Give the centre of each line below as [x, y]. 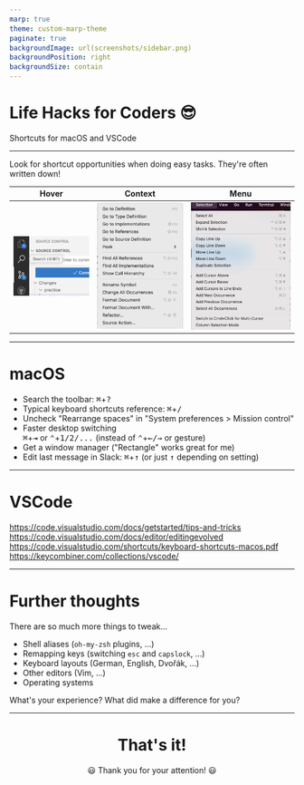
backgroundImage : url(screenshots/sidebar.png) [101, 48]
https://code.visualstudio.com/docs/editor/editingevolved [117, 537]
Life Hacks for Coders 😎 [103, 113]
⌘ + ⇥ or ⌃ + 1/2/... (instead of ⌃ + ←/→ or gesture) [114, 437]
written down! [35, 173]
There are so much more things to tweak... [89, 626]
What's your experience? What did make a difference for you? [125, 700]
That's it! [152, 746]
